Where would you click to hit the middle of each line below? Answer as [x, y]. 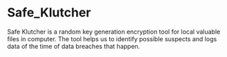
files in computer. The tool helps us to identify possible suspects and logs [112, 38]
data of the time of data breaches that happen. [74, 46]
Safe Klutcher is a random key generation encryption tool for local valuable [114, 32]
